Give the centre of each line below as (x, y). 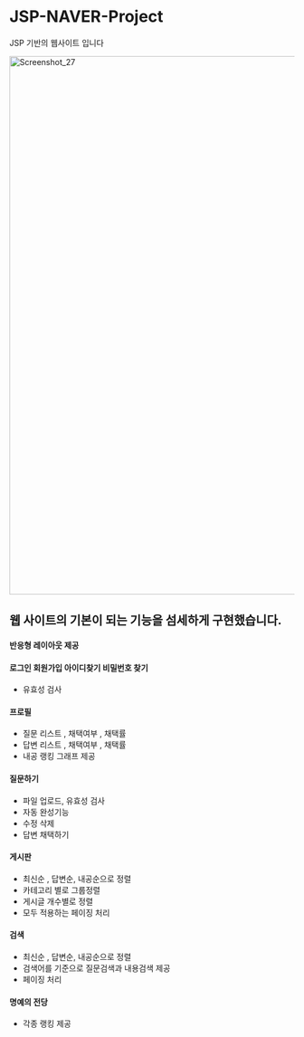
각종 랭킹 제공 (47, 1023)
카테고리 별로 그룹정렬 (62, 890)
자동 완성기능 (46, 812)
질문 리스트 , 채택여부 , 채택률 (74, 734)
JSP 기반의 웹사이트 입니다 (57, 43)
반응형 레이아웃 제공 (44, 645)
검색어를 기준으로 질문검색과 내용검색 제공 (96, 968)
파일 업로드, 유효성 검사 (64, 800)
